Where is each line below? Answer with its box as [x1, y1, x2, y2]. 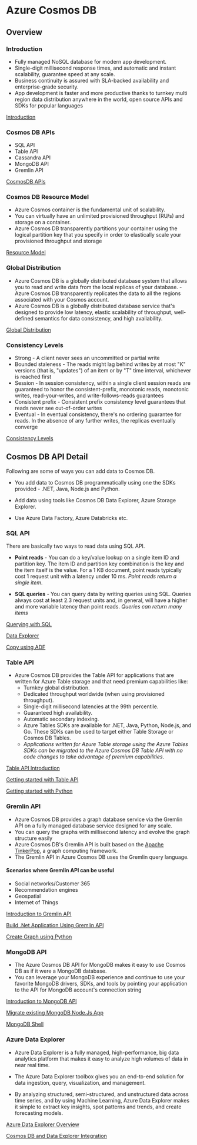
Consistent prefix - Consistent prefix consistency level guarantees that [14, 398, 186, 405]
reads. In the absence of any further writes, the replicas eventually [14, 417, 176, 424]
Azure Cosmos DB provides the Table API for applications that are [14, 672, 175, 679]
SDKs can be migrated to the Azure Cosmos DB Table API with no [23, 747, 183, 754]
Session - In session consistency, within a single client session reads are [14, 380, 191, 387]
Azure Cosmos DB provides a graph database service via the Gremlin [14, 816, 183, 823]
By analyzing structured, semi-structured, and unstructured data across [14, 1090, 189, 1098]
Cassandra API [14, 154, 51, 161]
